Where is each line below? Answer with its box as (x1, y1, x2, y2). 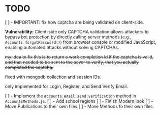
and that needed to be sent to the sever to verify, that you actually (5, 59, 139, 65)
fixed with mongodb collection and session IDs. (5, 74, 101, 80)
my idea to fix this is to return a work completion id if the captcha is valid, (5, 54, 154, 59)
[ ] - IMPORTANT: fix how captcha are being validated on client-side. (5, 19, 144, 25)
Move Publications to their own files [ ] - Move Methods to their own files (5, 103, 153, 109)
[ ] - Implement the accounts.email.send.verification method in (5, 93, 136, 99)
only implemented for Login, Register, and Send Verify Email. (5, 83, 128, 89)
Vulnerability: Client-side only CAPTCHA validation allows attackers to (5, 28, 149, 34)
